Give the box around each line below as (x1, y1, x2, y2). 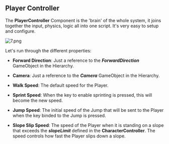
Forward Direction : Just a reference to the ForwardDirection (12, 57, 139, 63)
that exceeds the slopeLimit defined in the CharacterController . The (12, 127, 155, 133)
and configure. (5, 28, 36, 34)
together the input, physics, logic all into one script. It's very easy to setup (5, 23, 159, 29)
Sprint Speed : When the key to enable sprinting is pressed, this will (12, 92, 152, 98)
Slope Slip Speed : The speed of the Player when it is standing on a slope (12, 122, 164, 128)
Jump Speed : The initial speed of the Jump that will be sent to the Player (12, 107, 164, 113)
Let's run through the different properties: (5, 47, 92, 53)
